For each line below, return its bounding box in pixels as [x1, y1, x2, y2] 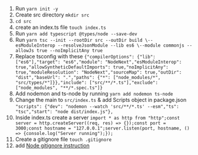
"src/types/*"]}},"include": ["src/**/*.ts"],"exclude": [15, 80, 159, 85]
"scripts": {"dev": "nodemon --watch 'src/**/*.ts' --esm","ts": [15, 104, 179, 110]
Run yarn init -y [15, 5, 58, 12]
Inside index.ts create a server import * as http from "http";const [15, 114, 180, 121]
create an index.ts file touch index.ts [15, 24, 107, 31]
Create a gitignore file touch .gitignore [15, 136, 112, 143]
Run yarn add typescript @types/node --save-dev [15, 30, 137, 37]
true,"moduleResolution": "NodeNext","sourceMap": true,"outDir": [15, 70, 182, 75]
